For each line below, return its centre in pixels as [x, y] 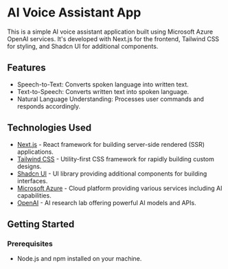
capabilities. [34, 195]
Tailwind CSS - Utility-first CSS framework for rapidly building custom [115, 159]
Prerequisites [30, 244]
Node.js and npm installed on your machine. [79, 259]
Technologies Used [49, 128]
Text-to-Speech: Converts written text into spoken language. [103, 91]
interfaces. [32, 180]
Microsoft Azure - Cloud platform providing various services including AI [119, 188]
